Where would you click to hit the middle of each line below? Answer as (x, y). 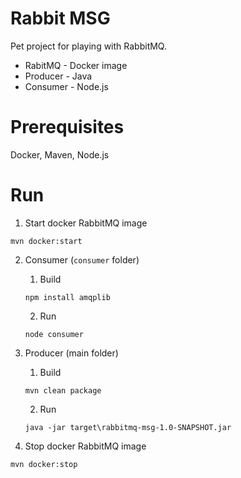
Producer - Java (58, 76)
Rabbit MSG (60, 18)
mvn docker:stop (44, 464)
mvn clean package (63, 390)
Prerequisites (67, 127)
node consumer (54, 334)
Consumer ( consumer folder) (82, 259)
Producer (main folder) (71, 353)
